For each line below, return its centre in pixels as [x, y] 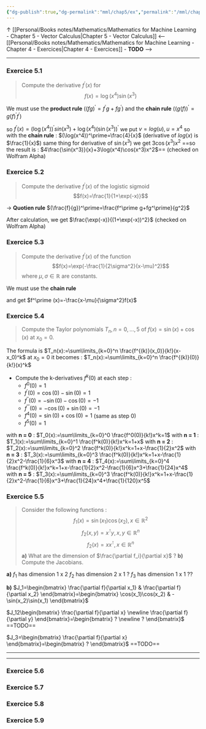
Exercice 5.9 [25, 720]
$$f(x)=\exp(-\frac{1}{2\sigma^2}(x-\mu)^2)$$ [111, 266]
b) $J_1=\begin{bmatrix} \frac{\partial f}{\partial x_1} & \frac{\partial [91, 587]
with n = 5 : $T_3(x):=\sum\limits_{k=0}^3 [58, 474]
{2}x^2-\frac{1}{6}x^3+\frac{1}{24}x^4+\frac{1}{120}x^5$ [78, 481]
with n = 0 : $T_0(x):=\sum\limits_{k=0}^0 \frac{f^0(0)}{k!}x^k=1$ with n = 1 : [103, 435]
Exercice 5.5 [25, 496]
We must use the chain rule [41, 288]
